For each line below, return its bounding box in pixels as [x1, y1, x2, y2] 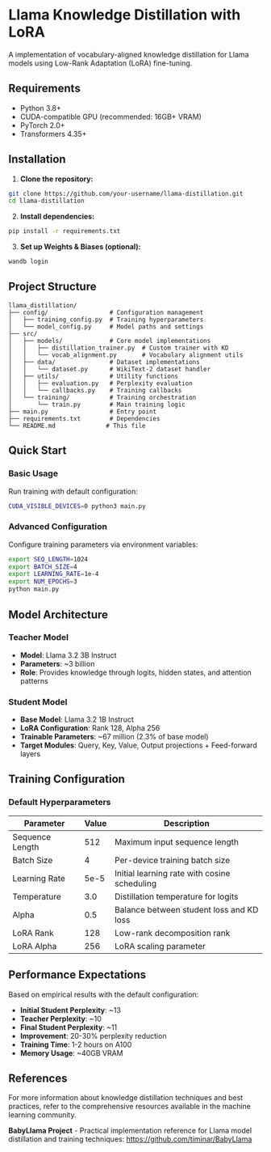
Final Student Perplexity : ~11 [19, 1022, 118, 1032]
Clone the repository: [19, 174, 94, 184]
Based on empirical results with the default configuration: [8, 989, 199, 999]
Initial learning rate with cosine [114, 867, 231, 879]
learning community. [8, 1110, 77, 1120]
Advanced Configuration [8, 521, 107, 532]
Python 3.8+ [19, 103, 62, 112]
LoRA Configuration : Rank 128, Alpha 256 [19, 723, 161, 733]
